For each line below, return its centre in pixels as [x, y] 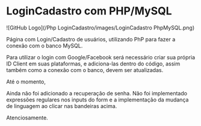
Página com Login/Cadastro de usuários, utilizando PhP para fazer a [91, 39]
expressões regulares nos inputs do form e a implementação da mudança [97, 100]
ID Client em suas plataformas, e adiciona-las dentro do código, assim [93, 64]
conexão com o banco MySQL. [45, 46]
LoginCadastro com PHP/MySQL [89, 11]
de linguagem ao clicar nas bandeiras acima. [62, 106]
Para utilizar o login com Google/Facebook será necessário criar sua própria [101, 57]
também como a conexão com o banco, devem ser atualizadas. [85, 70]
